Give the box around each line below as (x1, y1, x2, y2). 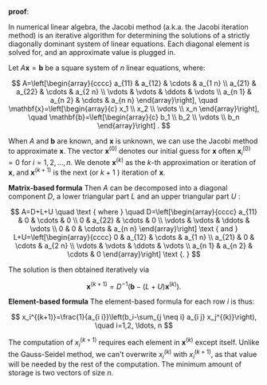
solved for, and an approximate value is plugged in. (8, 48, 176, 57)
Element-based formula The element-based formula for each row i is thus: (8, 297, 255, 306)
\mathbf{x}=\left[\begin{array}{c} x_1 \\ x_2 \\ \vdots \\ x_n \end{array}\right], (8, 104, 260, 113)
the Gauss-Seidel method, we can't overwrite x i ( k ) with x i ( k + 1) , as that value (8, 348, 257, 361)
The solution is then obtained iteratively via (8, 265, 150, 274)
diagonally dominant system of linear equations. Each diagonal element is (8, 39, 249, 49)
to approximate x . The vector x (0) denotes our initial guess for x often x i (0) (8, 145, 251, 158)
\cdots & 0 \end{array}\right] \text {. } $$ (67, 249, 201, 258)
